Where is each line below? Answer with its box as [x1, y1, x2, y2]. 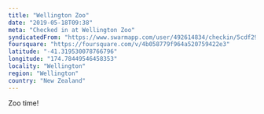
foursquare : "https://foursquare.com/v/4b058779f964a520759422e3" [8, 41, 230, 48]
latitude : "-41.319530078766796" [8, 48, 118, 55]
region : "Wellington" [8, 69, 79, 77]
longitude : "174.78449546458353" [8, 55, 118, 63]
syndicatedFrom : [8, 33, 61, 41]
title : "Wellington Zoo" [8, 11, 90, 20]
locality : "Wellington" [8, 62, 86, 70]
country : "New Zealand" [8, 77, 86, 84]
